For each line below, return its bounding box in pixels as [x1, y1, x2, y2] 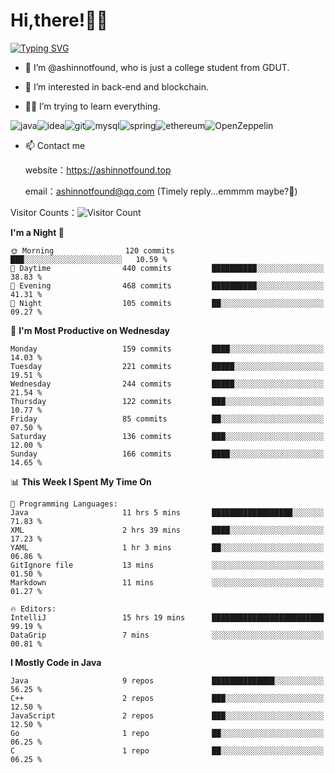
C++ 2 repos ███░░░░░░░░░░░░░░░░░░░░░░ [10, 693, 325, 703]
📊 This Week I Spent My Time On [10, 475, 152, 488]
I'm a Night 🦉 [10, 226, 65, 238]
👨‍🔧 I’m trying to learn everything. [24, 100, 161, 112]
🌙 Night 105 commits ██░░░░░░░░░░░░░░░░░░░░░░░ [10, 298, 325, 308]
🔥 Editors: [10, 604, 57, 614]
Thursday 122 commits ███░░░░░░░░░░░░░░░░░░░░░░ [10, 396, 325, 406]
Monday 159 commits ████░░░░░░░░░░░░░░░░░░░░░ [10, 344, 325, 354]
